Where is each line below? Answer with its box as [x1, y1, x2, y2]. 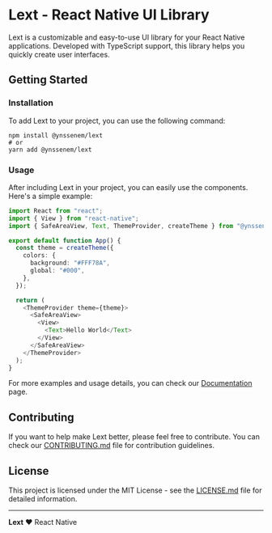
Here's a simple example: [8, 191, 93, 201]
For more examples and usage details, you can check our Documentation [8, 379, 253, 388]
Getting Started [8, 73, 88, 87]
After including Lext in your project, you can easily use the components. [8, 182, 249, 192]
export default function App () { [8, 236, 121, 244]
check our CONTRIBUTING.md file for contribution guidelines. [8, 441, 215, 451]
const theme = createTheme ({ [15, 244, 114, 252]
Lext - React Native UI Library [8, 6, 210, 24]
